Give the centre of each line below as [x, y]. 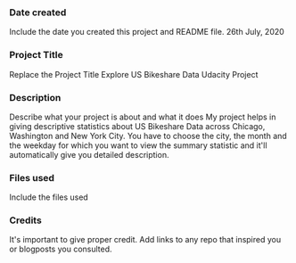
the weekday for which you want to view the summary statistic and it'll [138, 145]
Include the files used [49, 197]
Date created [38, 12]
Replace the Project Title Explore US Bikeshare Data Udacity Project [134, 74]
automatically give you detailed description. [89, 154]
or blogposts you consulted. [61, 249]
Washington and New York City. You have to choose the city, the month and [148, 136]
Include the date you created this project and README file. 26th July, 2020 [147, 32]
